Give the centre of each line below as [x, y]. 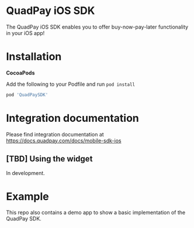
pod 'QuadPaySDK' [27, 94]
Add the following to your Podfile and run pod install [71, 84]
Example [27, 196]
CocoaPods [20, 73]
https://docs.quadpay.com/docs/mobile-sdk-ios [64, 141]
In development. [25, 173]
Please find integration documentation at [55, 134]
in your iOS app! [25, 33]
